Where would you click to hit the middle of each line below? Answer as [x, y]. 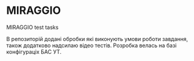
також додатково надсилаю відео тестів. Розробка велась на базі [92, 45]
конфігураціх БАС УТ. [34, 51]
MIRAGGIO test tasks [32, 27]
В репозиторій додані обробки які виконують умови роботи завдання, [97, 39]
